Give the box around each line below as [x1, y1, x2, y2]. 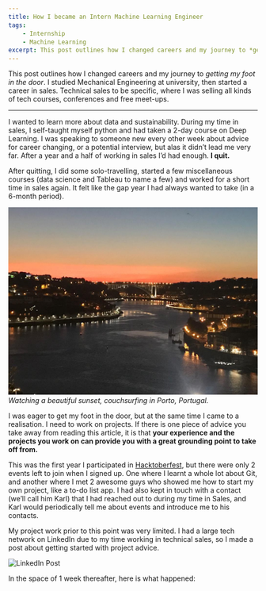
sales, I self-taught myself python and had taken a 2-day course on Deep [8, 125, 247, 135]
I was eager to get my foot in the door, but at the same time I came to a [8, 411, 240, 420]
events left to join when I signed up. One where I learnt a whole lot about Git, [8, 469, 257, 478]
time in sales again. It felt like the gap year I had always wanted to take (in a [8, 183, 255, 193]
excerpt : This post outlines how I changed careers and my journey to [8, 46, 246, 55]
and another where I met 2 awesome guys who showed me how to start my [8, 477, 254, 487]
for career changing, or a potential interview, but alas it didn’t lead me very [8, 143, 252, 152]
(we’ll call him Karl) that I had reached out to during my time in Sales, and [8, 494, 247, 504]
